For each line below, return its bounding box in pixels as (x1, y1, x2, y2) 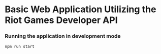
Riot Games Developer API (5, 14, 118, 26)
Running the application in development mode (5, 33, 121, 40)
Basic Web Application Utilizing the (5, 4, 156, 15)
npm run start (5, 44, 35, 49)
